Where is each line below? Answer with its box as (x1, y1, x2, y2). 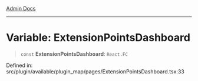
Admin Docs (6, 5, 36, 12)
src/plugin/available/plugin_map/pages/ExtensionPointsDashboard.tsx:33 (6, 67, 184, 75)
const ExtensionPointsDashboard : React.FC (20, 50, 128, 58)
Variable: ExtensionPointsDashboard (6, 31, 190, 45)
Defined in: (6, 62, 33, 69)
